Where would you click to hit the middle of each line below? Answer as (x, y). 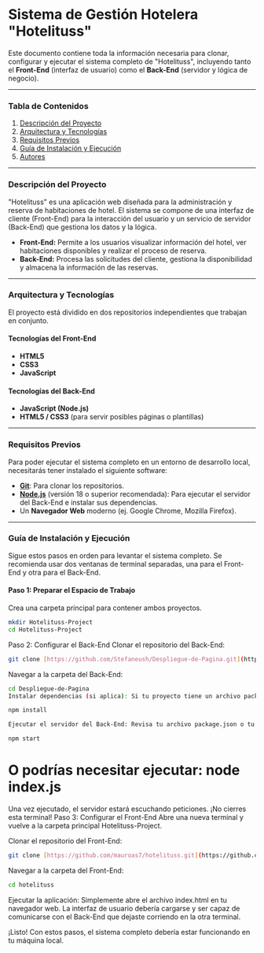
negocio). (24, 78)
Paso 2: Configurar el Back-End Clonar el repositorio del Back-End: (117, 645)
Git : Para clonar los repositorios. (71, 486)
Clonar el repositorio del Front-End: (65, 840)
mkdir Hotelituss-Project (50, 623)
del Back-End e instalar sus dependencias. (89, 502)
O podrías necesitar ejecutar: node (124, 771)
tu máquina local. (36, 940)
